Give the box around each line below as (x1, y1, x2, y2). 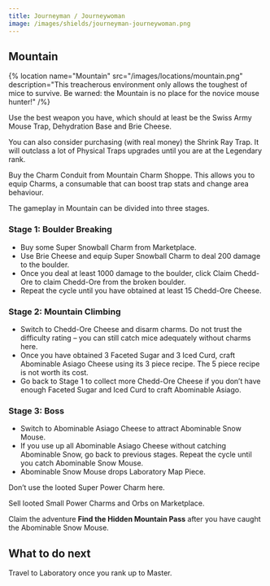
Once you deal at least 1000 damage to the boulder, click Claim (20, 268, 233, 278)
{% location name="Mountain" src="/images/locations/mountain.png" (8, 71, 243, 81)
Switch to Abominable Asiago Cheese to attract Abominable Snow (20, 424, 242, 434)
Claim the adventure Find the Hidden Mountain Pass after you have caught (8, 514, 262, 524)
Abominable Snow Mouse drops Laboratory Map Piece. (20, 467, 206, 477)
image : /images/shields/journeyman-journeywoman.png (8, 20, 191, 28)
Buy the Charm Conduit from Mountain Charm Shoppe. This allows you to (8, 170, 255, 180)
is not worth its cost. (20, 367, 89, 377)
